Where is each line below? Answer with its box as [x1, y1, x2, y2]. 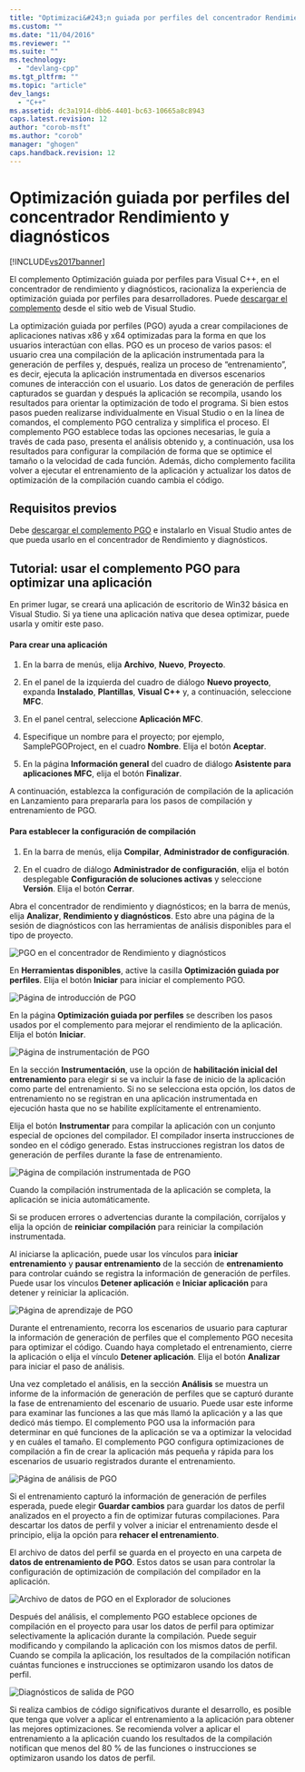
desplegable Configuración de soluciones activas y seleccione [22, 873, 262, 884]
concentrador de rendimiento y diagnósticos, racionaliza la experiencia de [9, 283, 287, 294]
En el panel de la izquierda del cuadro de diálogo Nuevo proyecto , [22, 677, 271, 688]
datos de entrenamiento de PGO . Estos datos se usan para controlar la [9, 1556, 276, 1567]
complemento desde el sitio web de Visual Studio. [9, 302, 197, 313]
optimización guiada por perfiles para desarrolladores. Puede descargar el [9, 292, 288, 304]
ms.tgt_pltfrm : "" [9, 73, 79, 82]
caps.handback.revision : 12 [9, 148, 116, 157]
